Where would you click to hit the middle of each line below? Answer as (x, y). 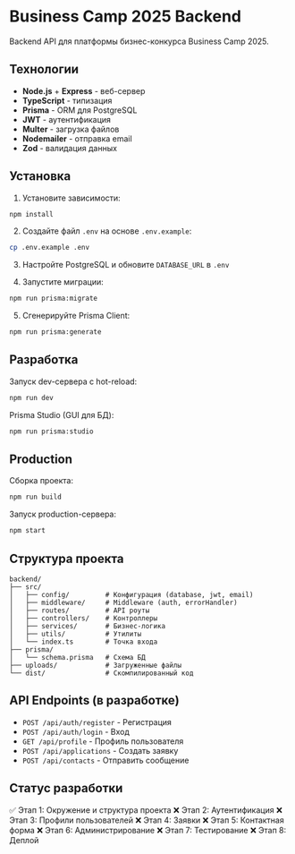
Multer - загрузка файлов (71, 129)
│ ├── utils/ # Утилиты (76, 634)
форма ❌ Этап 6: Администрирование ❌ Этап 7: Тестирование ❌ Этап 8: (148, 830)
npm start (28, 531)
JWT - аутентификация (67, 119)
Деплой (24, 840)
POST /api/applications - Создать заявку (100, 750)
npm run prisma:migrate (54, 299)
